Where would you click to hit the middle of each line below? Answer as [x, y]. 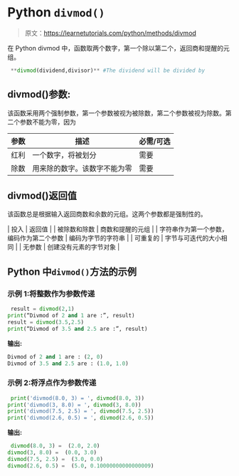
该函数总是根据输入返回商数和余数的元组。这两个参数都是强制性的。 [107, 214]
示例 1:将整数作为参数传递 [51, 294]
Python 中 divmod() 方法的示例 [72, 271]
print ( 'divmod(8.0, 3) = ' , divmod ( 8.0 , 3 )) [77, 398]
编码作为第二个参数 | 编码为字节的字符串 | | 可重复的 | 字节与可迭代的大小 [115, 238]
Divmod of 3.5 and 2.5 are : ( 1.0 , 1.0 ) [68, 364]
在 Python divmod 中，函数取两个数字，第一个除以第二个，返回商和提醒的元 [118, 48]
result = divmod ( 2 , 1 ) [42, 309]
